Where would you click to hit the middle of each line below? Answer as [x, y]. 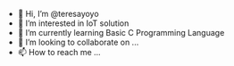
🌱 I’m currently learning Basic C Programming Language [121, 33]
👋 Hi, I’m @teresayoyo [58, 14]
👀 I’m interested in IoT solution [73, 23]
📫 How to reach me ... [59, 52]
